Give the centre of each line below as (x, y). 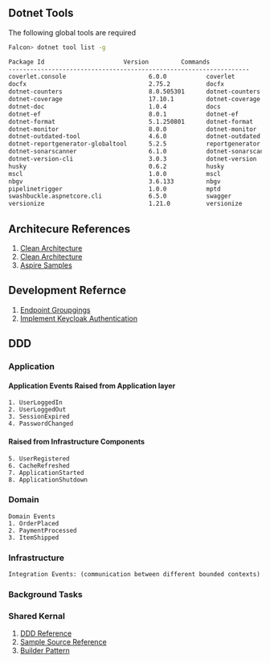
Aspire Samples (46, 265)
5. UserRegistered (39, 458)
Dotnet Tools (41, 13)
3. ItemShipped (34, 538)
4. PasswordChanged (41, 424)
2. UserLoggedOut (37, 410)
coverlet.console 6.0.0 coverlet (122, 77)
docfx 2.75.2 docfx (117, 84)
